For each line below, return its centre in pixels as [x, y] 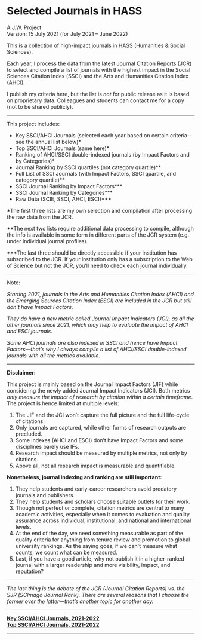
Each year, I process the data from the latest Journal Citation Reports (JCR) [99, 63]
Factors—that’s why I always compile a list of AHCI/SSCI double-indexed [97, 349]
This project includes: [33, 124]
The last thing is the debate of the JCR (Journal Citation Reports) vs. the [96, 588]
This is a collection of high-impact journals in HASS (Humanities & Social [96, 45]
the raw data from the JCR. [40, 217]
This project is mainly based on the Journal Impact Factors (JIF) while [92, 384]
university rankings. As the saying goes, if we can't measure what [96, 546]
